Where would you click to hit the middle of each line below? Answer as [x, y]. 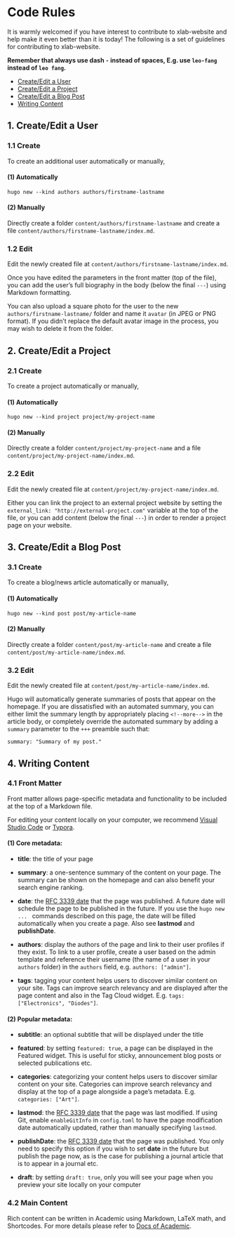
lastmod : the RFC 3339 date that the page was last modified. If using [117, 1113]
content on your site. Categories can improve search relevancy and [114, 1084]
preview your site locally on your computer [79, 1185]
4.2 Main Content [38, 1203]
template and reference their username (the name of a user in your [114, 959]
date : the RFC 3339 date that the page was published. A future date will [121, 901]
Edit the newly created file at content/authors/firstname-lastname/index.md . [118, 264]
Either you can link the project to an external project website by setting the [115, 502]
